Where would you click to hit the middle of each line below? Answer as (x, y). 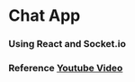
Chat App (45, 16)
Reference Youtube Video (66, 68)
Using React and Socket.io (67, 44)
